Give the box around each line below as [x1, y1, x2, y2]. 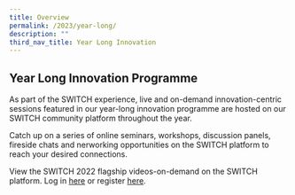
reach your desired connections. [9, 149, 128, 160]
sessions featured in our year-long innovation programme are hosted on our [9, 104, 286, 114]
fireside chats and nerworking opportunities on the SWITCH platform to [9, 139, 269, 151]
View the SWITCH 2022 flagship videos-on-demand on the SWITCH [9, 166, 259, 177]
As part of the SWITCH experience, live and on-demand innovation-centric [9, 94, 282, 105]
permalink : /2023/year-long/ [9, 21, 117, 30]
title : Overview [9, 12, 69, 22]
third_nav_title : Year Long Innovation [9, 37, 157, 47]
